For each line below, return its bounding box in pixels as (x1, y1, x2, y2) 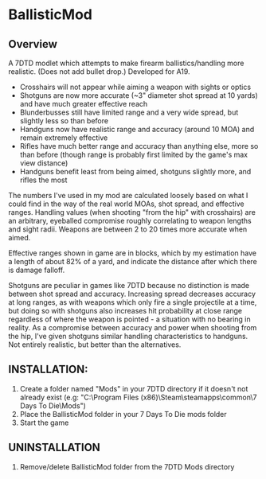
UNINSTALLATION (8, 441, 101, 454)
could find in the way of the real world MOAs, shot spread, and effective (8, 199, 244, 208)
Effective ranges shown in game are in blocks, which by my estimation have (8, 248, 257, 258)
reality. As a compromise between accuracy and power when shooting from (8, 323, 257, 332)
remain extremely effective (19, 133, 108, 142)
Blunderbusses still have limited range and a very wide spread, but (19, 107, 239, 117)
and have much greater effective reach (19, 99, 148, 108)
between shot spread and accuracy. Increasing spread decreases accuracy (8, 289, 256, 298)
